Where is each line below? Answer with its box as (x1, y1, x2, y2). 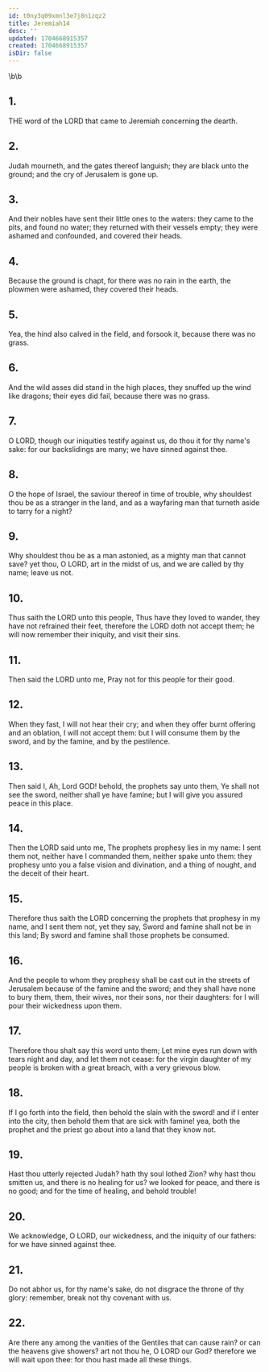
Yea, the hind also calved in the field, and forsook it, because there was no (8, 330, 256, 339)
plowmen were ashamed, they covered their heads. (8, 284, 179, 294)
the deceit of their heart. (8, 868, 89, 878)
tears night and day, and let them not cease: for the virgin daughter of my (8, 1054, 251, 1063)
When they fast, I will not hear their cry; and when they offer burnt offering (8, 719, 256, 729)
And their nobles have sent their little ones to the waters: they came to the (8, 214, 254, 224)
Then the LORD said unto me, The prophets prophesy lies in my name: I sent (8, 843, 262, 852)
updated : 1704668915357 (8, 34, 89, 43)
